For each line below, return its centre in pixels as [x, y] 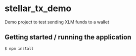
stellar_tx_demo [38, 9]
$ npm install [19, 48]
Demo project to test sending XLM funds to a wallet [57, 22]
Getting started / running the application [68, 37]
